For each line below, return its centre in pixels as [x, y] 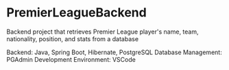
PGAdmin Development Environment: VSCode [71, 59]
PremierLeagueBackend [76, 13]
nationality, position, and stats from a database [72, 38]
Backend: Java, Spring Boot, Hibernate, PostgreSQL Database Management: [114, 52]
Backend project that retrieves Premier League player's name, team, [103, 32]
